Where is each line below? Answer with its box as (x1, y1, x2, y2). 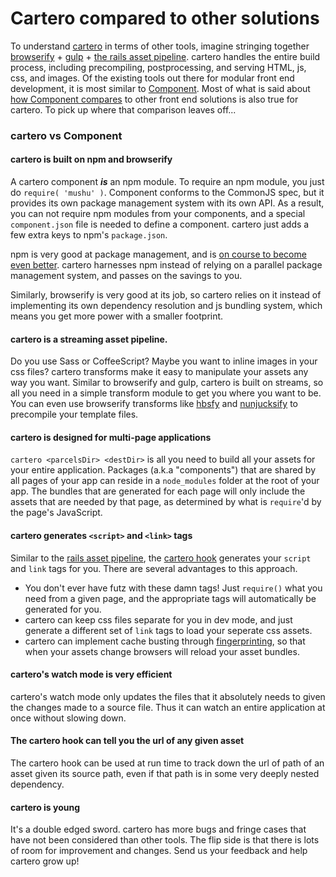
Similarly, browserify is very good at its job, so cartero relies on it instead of (10, 289, 322, 301)
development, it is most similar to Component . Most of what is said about (10, 82, 311, 94)
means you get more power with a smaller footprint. (10, 310, 224, 322)
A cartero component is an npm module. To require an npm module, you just (10, 176, 325, 188)
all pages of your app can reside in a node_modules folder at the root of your (10, 475, 320, 487)
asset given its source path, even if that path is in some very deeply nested (10, 768, 320, 780)
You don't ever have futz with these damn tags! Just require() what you (24, 582, 323, 594)
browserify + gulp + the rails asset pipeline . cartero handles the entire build (10, 50, 321, 62)
